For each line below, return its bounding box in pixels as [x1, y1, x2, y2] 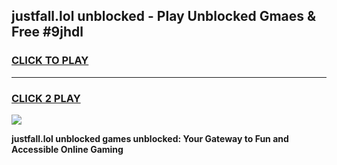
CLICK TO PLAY [11, 54, 89, 68]
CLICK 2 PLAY [11, 91, 81, 105]
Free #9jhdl [11, 24, 84, 41]
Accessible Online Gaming [11, 143, 124, 155]
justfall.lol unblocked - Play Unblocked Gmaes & [11, 8, 317, 25]
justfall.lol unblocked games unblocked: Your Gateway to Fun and [11, 132, 289, 144]
